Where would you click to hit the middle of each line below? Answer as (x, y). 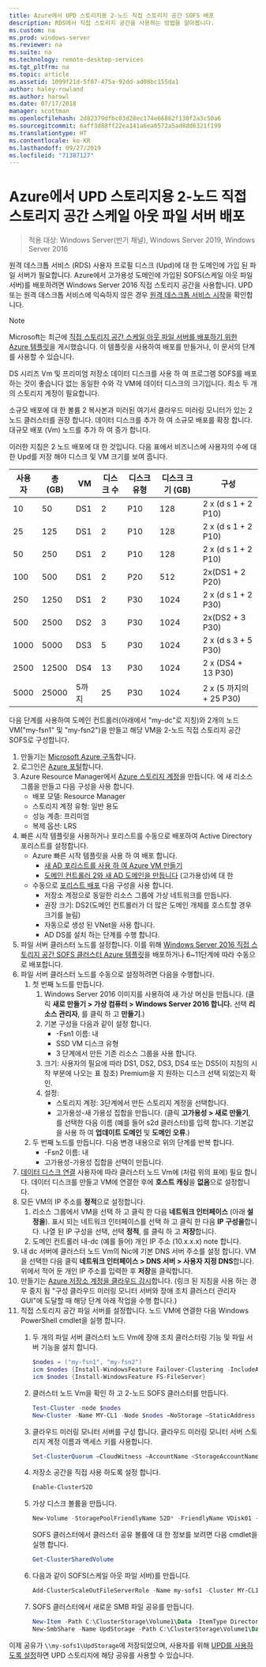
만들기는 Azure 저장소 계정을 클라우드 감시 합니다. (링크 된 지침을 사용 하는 (134, 1281)
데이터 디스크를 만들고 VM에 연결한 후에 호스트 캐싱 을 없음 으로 (127, 1182)
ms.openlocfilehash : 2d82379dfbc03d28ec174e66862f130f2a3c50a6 (115, 119)
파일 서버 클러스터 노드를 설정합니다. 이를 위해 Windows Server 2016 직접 (135, 945)
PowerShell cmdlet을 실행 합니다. (73, 1320)
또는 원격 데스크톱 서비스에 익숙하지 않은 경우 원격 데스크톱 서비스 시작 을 (120, 295)
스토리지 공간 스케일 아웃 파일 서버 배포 (127, 216)
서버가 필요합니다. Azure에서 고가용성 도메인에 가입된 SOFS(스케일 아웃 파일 (135, 275)
